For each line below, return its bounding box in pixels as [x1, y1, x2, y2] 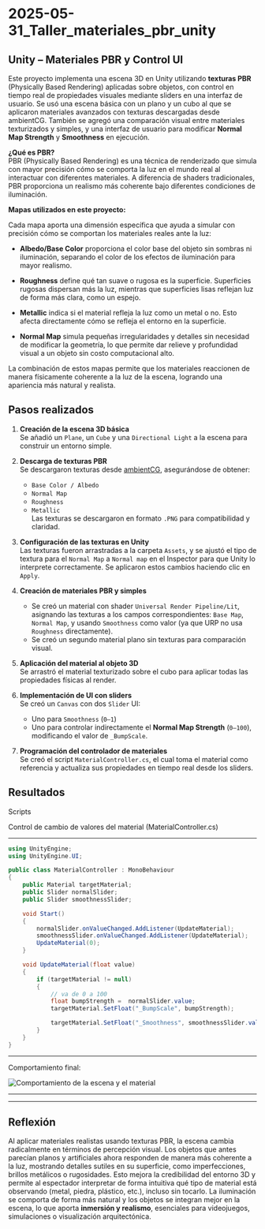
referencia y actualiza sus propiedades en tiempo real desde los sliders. [19, 763, 254, 772]
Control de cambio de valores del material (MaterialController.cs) [8, 822, 218, 831]
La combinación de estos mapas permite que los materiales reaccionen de [8, 364, 250, 373]
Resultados [8, 786, 65, 799]
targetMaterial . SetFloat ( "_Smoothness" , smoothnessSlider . [50, 1019, 248, 1027]
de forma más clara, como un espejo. [19, 293, 141, 302]
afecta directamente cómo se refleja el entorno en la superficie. [19, 316, 227, 326]
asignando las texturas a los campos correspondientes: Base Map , [31, 609, 244, 619]
